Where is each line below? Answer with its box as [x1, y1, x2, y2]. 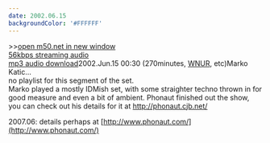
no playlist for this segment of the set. [8, 76, 135, 85]
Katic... [8, 67, 32, 76]
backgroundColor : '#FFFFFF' [8, 19, 103, 27]
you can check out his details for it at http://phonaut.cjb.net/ [8, 101, 208, 111]
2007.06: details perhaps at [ [8, 116, 104, 126]
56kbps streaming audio [8, 50, 89, 59]
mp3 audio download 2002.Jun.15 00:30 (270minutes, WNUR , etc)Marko [8, 58, 248, 68]
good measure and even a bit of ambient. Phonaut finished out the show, [8, 92, 250, 102]
